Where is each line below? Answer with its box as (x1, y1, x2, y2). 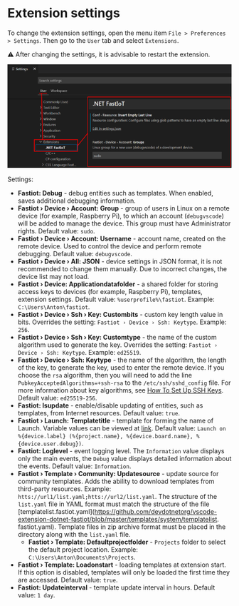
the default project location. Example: (28, 545, 139, 554)
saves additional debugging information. (17, 196, 137, 205)
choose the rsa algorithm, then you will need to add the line (17, 370, 192, 379)
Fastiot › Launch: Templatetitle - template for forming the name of (17, 416, 214, 425)
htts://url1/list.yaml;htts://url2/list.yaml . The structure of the (17, 492, 218, 500)
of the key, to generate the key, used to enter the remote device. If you (17, 363, 225, 372)
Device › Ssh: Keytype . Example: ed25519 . (17, 348, 142, 356)
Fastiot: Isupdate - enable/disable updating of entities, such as (17, 401, 203, 410)
